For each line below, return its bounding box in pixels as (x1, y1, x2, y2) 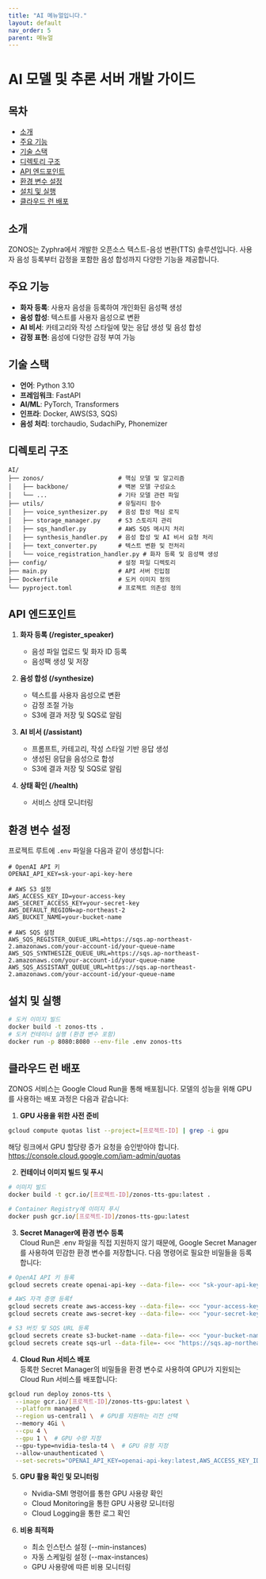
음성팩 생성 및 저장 (31, 657, 89, 666)
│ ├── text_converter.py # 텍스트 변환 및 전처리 (8, 542, 185, 550)
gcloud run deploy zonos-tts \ (8, 1390, 112, 1398)
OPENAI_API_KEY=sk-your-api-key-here (8, 871, 133, 878)
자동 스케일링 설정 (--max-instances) (31, 1552, 149, 1562)
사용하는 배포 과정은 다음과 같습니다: (16, 1094, 129, 1104)
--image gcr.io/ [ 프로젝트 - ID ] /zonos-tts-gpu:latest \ (15, 1397, 190, 1406)
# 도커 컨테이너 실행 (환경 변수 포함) (8, 1030, 116, 1038)
